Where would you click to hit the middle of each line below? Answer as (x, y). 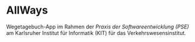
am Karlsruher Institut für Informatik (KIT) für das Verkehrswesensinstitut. (96, 33)
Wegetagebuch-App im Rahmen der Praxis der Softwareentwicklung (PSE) (97, 27)
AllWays (27, 10)
